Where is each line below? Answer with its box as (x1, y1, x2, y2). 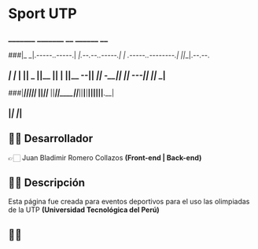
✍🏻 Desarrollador (8, 132, 94, 145)
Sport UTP (8, 5, 77, 23)
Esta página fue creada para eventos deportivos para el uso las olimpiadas (8, 197, 250, 207)
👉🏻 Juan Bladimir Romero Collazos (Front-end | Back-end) (8, 152, 202, 162)
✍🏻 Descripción (8, 176, 85, 189)
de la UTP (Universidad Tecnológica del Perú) (8, 205, 160, 214)
